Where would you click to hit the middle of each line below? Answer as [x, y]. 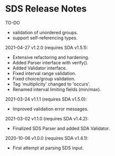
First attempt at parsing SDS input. [48, 148]
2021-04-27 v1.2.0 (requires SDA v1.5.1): [47, 47]
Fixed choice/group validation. [44, 79]
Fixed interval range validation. [44, 73]
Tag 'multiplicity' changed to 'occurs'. [51, 84]
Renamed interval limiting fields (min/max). [57, 89]
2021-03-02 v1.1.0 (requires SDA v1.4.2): [47, 118]
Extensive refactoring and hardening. [51, 57]
